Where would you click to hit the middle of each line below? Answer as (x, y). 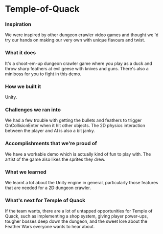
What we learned (26, 172)
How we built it (23, 86)
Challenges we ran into (33, 110)
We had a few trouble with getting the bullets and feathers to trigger (73, 120)
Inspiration (18, 24)
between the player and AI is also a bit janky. (50, 131)
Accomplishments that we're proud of (51, 144)
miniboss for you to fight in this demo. (43, 74)
